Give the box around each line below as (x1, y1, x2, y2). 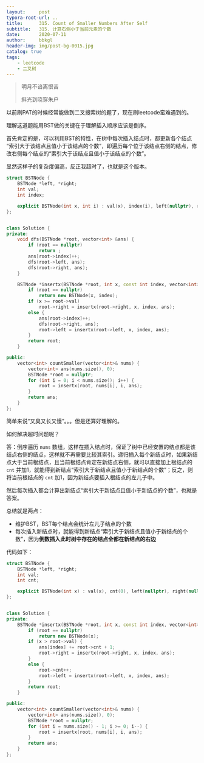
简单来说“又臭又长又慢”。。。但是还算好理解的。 (6, 417, 123, 424)
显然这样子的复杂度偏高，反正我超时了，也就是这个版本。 (6, 163, 150, 171)
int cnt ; (17, 577, 39, 583)
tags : (6, 54, 20, 60)
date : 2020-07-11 (6, 32, 67, 38)
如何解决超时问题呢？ (6, 430, 59, 437)
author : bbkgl (6, 37, 53, 43)
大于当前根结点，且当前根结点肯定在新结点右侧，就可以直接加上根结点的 (11, 458, 192, 466)
